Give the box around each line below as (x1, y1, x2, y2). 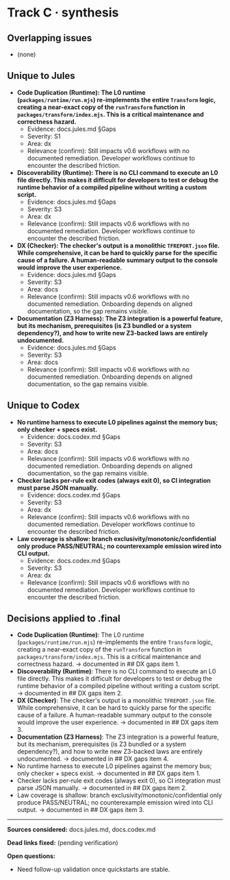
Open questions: (7, 852, 56, 860)
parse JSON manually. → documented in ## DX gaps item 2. (16, 784, 187, 792)
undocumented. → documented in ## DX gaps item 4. (16, 754, 169, 763)
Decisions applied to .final (7, 613, 121, 625)
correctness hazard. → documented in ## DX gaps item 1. (16, 660, 180, 668)
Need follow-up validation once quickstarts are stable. (16, 866, 170, 874)
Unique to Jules (7, 70, 75, 82)
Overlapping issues (7, 32, 92, 44)
